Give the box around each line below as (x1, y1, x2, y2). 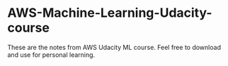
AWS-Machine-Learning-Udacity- (7, 5, 212, 21)
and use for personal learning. (7, 51, 96, 59)
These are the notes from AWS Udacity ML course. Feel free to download (7, 43, 222, 51)
